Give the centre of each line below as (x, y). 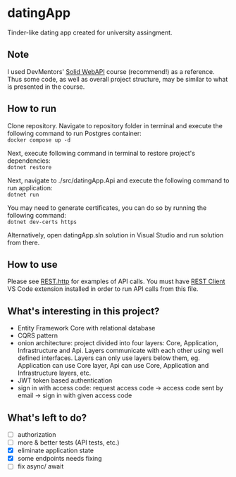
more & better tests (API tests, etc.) (68, 442)
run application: (30, 187)
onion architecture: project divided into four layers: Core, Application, (118, 343)
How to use (32, 265)
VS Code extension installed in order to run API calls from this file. (103, 289)
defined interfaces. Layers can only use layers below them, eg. (109, 358)
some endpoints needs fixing (60, 459)
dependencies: (29, 161)
